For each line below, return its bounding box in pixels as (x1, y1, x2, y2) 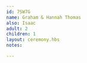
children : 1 (6, 31, 36, 37)
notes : (6, 43, 23, 49)
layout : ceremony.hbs (6, 37, 60, 43)
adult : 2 (6, 25, 28, 32)
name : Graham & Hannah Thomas (6, 14, 82, 20)
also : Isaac (6, 20, 36, 26)
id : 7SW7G (6, 8, 31, 15)
